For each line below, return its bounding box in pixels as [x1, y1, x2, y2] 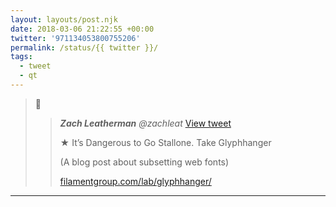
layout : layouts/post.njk [10, 14, 118, 25]
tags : [10, 52, 33, 62]
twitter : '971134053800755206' [10, 33, 141, 43]
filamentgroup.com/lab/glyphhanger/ [59, 175, 212, 187]
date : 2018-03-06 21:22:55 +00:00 [10, 24, 155, 34]
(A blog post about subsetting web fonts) [59, 156, 230, 168]
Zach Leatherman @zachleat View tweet [59, 117, 232, 129]
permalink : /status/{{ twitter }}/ [10, 42, 159, 53]
